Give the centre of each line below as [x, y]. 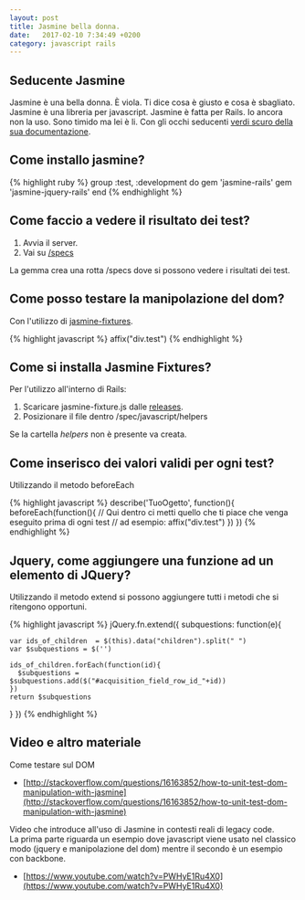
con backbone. [38, 858]
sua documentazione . [50, 132]
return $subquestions [51, 697]
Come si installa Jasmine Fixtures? [110, 367]
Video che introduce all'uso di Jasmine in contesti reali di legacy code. [142, 829]
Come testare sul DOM [53, 765]
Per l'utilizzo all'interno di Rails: [68, 389]
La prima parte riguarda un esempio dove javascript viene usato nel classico [153, 839]
